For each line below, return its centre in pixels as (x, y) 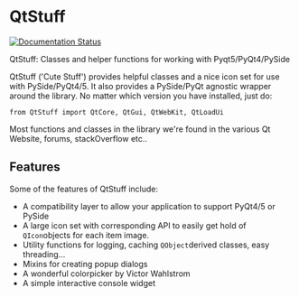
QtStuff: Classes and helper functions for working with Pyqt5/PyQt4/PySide (150, 59)
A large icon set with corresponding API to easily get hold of (134, 225)
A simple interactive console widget (89, 283)
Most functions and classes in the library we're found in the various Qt (140, 129)
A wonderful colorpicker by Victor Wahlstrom (107, 274)
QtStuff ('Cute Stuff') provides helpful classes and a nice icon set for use (145, 76)
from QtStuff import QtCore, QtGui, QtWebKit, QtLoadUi (117, 112)
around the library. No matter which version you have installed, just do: (141, 96)
